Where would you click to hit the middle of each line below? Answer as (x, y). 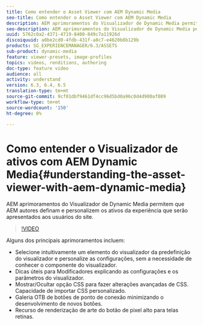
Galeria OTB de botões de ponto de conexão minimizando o (89, 297)
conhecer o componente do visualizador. (66, 265)
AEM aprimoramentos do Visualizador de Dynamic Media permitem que (95, 204)
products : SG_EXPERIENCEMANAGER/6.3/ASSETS (62, 46)
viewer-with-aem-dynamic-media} (96, 187)
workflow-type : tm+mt (34, 102)
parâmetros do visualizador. (50, 278)
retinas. (24, 317)
